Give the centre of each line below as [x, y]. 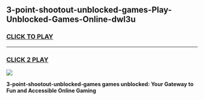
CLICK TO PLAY [30, 37]
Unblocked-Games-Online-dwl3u [71, 20]
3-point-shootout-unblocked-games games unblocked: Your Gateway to [100, 84]
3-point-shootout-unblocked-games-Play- [89, 10]
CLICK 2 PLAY [27, 59]
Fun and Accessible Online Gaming [51, 90]
